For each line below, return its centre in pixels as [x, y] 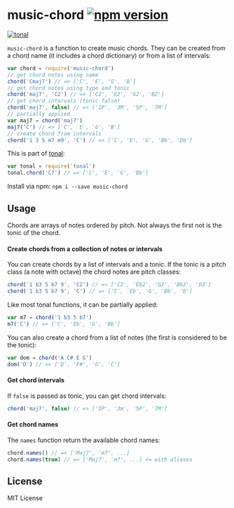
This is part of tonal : [36, 154]
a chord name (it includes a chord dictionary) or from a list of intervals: [109, 55]
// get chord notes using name [53, 75]
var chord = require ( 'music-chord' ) [61, 68]
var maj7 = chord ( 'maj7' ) [45, 120]
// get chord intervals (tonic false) [64, 101]
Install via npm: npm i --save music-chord [68, 187]
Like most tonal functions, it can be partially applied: [83, 305]
